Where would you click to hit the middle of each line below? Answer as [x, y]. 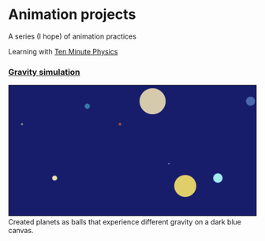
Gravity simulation [44, 72]
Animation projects [72, 15]
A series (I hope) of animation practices [72, 36]
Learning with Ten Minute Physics [63, 51]
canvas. [21, 231]
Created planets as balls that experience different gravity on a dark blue [125, 222]
